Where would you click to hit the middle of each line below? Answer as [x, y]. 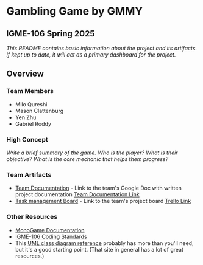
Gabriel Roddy [33, 123]
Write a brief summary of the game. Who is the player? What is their [92, 153]
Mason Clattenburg [39, 111]
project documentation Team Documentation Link [77, 194]
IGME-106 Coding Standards [51, 236]
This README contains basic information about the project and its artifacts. [101, 48]
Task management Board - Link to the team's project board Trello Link [103, 201]
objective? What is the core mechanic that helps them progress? [87, 159]
